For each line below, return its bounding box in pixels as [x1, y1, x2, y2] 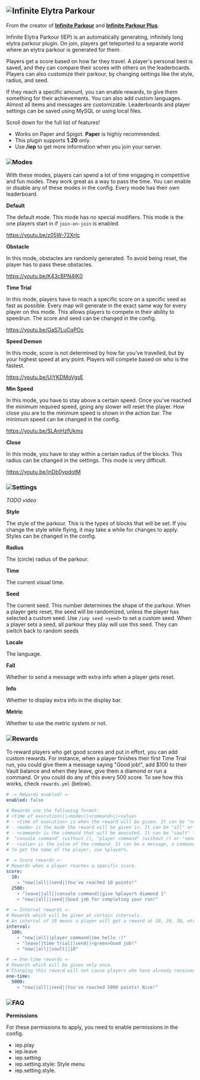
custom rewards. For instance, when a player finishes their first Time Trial [6, 754, 186, 761]
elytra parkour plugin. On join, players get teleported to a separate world [6, 39, 183, 47]
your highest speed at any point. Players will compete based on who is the [6, 356, 189, 363]
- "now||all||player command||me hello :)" [17, 934, 127, 940]
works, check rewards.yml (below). [6, 780, 92, 787]
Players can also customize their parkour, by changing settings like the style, [6, 70, 194, 78]
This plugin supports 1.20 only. [14, 137, 91, 144]
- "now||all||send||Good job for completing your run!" [17, 896, 159, 902]
